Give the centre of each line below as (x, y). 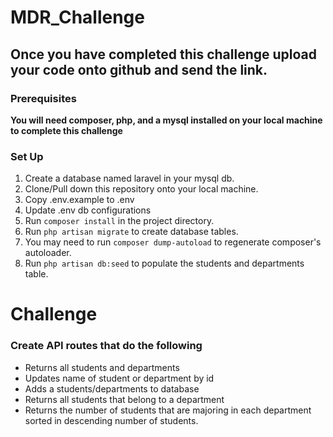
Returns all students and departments (102, 367)
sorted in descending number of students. (111, 420)
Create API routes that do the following (106, 346)
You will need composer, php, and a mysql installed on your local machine (166, 120)
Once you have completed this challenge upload (164, 54)
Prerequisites (43, 98)
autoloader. (48, 253)
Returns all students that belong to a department (124, 399)
